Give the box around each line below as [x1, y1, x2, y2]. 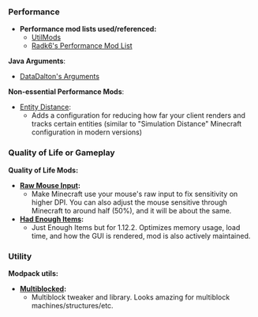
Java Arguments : [8, 56, 65, 66]
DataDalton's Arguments [19, 72, 100, 81]
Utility [8, 251, 32, 262]
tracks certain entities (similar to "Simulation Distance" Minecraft [31, 119, 242, 129]
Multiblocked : [19, 284, 67, 293]
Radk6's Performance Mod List [31, 41, 133, 51]
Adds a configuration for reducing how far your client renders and [31, 111, 246, 120]
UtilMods [31, 32, 62, 42]
